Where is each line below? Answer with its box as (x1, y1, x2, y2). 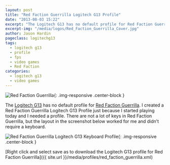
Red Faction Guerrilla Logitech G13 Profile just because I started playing (5, 107, 155, 113)
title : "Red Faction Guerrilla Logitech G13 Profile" (5, 12, 121, 17)
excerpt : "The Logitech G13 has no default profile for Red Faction (5, 21, 153, 27)
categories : (5, 69, 30, 74)
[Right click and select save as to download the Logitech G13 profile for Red (5, 148, 163, 155)
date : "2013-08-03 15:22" (5, 17, 60, 22)
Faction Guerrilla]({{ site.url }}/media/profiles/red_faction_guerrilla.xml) (5, 154, 153, 160)
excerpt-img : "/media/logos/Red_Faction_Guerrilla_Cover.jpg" (5, 26, 139, 31)
